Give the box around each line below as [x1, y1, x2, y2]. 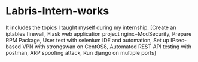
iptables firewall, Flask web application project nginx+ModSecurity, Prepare [5, 30, 192, 37]
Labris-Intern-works [5, 4, 109, 18]
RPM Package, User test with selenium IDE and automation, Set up [5, 36, 170, 44]
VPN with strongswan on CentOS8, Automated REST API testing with [22, 43, 192, 50]
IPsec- [170, 36, 187, 44]
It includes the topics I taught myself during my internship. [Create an [5, 24, 176, 31]
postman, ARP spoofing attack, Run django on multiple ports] [5, 49, 157, 56]
